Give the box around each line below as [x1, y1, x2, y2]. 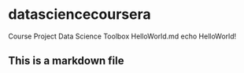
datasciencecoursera [8, 5, 151, 24]
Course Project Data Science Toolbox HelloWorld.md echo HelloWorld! [8, 31, 237, 41]
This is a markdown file [8, 54, 124, 68]
